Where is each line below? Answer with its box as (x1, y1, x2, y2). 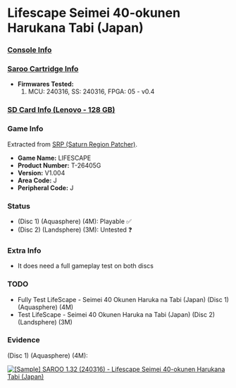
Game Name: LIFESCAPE (17, 154, 92, 162)
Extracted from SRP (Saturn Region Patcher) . (7, 139, 138, 149)
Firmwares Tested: (17, 80, 74, 89)
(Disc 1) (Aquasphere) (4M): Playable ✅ (17, 217, 132, 225)
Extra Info (7, 245, 42, 255)
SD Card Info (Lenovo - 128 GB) (7, 105, 116, 115)
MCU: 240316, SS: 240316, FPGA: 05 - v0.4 (27, 87, 155, 96)
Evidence (7, 335, 40, 345)
